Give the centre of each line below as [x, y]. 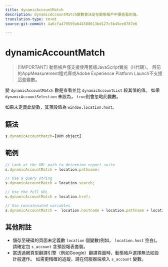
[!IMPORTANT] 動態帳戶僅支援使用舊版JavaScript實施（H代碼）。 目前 [89, 67]
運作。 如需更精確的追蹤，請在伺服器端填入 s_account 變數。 [84, 259]
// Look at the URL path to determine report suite [60, 165]
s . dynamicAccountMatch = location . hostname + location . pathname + [77, 210]
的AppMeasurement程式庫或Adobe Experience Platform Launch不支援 [90, 73]
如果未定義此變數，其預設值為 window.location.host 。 [61, 107]
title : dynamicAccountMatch [34, 10]
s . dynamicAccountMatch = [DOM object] [43, 136]
